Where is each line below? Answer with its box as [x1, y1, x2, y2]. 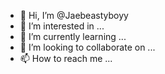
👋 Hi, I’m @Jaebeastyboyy [19, 10, 129, 21]
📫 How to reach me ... [19, 53, 113, 64]
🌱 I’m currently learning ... [19, 31, 127, 42]
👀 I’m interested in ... [19, 20, 105, 32]
